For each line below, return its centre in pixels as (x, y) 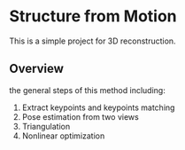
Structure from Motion (93, 16)
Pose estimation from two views (80, 116)
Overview (37, 69)
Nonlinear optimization (63, 136)
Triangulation (46, 126)
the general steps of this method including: (87, 90)
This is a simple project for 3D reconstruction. (92, 41)
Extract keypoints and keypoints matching (98, 107)
